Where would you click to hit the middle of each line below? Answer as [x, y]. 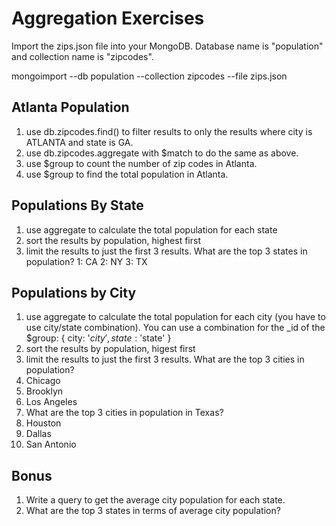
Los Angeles [51, 402]
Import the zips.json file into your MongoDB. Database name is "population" [167, 46]
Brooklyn [44, 391]
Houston [43, 423]
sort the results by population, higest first [110, 349]
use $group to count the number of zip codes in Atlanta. [141, 163]
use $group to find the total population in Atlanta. [127, 174]
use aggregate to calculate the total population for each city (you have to [175, 317]
